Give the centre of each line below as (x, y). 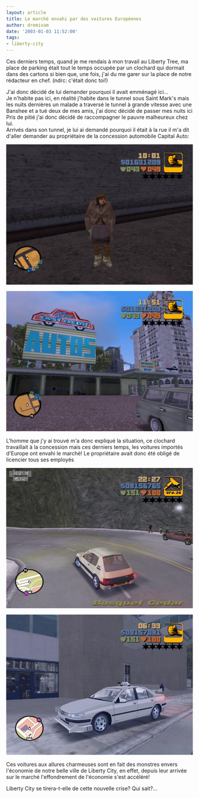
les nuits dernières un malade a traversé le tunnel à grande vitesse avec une (99, 104)
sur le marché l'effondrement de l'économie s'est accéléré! (78, 777)
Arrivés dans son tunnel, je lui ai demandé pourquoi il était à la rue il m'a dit (98, 130)
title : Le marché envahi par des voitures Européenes (74, 19)
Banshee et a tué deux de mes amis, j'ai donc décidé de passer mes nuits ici (99, 111)
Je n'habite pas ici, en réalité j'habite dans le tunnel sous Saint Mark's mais (98, 98)
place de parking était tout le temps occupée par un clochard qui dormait (95, 68)
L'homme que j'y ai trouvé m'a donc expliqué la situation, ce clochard (91, 441)
